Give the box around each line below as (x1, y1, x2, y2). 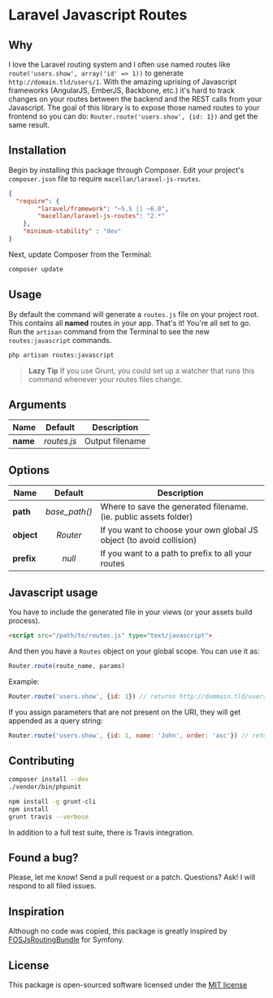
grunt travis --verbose (8, 813, 89, 821)
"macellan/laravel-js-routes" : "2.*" (37, 212, 165, 220)
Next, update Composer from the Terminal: (8, 249, 152, 259)
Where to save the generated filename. (100, 501, 249, 513)
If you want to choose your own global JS (100, 524, 258, 536)
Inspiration (8, 905, 65, 918)
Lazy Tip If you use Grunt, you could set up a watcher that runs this (28, 366, 255, 375)
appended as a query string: (8, 715, 103, 725)
